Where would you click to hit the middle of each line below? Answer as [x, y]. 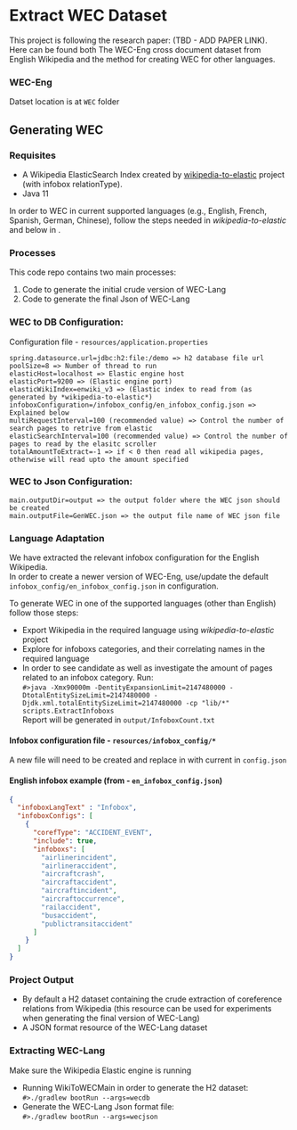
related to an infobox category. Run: [88, 678]
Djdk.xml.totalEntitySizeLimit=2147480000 [102, 704]
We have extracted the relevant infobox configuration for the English [134, 557]
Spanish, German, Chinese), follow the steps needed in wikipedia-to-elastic [148, 220]
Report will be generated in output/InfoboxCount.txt [118, 720]
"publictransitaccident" [87, 924]
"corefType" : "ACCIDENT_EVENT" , [92, 833]
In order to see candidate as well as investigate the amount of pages [147, 668]
